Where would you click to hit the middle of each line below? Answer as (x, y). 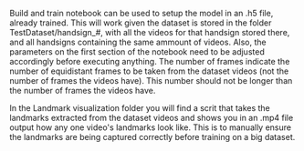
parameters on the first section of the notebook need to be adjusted (137, 52)
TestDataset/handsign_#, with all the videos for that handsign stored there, (150, 32)
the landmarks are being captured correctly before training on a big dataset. (152, 137)
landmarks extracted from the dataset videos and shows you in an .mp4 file (152, 118)
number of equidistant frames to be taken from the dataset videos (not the (149, 71)
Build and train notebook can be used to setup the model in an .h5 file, (142, 13)
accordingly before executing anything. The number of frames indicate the (150, 61)
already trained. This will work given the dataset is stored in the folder (141, 23)
